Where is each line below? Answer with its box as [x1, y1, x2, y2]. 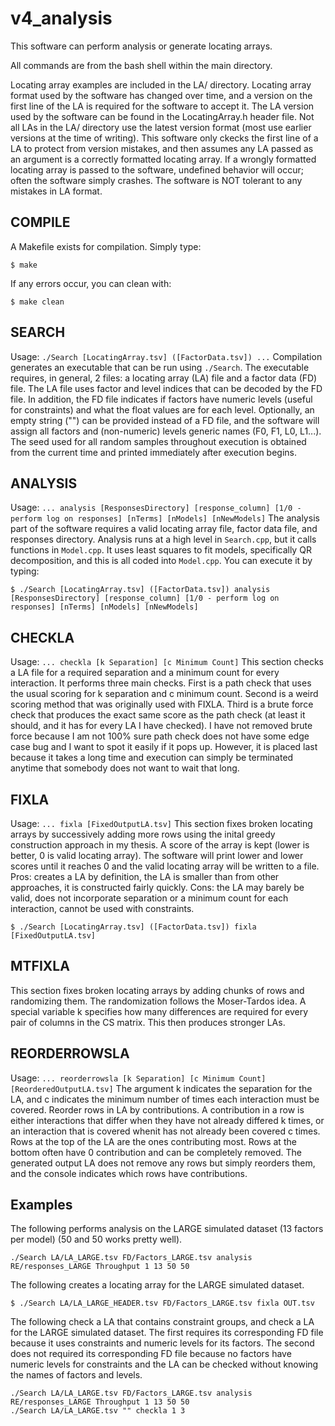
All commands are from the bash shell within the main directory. [10, 59, 273, 71]
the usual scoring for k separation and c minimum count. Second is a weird [10, 688, 319, 700]
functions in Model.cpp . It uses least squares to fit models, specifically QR [10, 544, 312, 556]
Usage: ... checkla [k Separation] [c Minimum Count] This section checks [10, 656, 324, 668]
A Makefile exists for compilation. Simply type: [10, 240, 202, 252]
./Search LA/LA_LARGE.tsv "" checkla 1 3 [10, 1406, 186, 1416]
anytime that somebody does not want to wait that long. [10, 762, 240, 774]
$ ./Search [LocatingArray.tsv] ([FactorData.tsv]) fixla [10, 922, 257, 932]
